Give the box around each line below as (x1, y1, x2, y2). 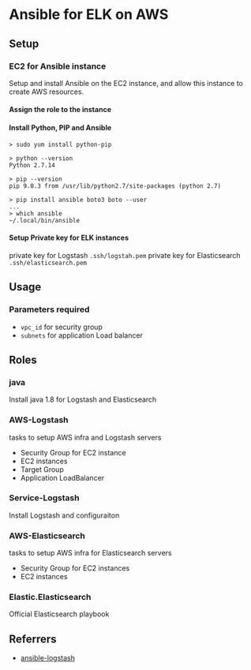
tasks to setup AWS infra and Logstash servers (9, 432, 162, 442)
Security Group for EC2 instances (20, 563, 130, 573)
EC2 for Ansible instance (9, 61, 107, 72)
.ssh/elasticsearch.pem (9, 259, 88, 267)
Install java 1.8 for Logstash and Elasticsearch (9, 395, 157, 404)
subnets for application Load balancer (20, 330, 143, 340)
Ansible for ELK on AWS (9, 6, 169, 24)
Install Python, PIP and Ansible (9, 123, 112, 133)
